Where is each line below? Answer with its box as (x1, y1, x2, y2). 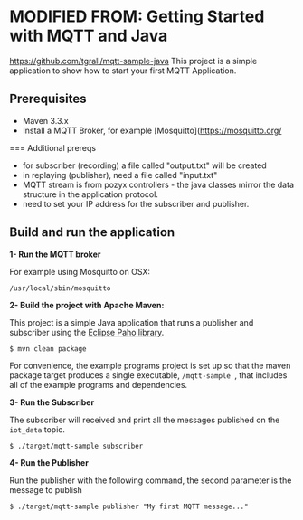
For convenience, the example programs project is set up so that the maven (9, 360, 291, 371)
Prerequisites (9, 91, 87, 107)
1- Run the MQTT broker (9, 249, 101, 260)
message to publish (9, 484, 83, 495)
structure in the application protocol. (22, 188, 158, 200)
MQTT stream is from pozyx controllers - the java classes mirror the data (22, 179, 294, 190)
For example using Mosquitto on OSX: (9, 266, 151, 277)
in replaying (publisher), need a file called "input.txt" (22, 169, 218, 180)
